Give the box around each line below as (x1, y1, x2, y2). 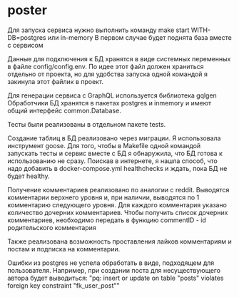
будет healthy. (7, 172, 50, 180)
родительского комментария (7, 223, 96, 231)
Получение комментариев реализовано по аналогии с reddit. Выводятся (7, 185, 230, 194)
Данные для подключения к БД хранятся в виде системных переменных (7, 54, 231, 63)
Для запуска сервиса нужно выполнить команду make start (7, 26, 190, 34)
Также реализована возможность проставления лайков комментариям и (7, 237, 232, 246)
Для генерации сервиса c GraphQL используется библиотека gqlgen (7, 91, 218, 100)
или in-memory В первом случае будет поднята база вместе (47, 33, 232, 41)
